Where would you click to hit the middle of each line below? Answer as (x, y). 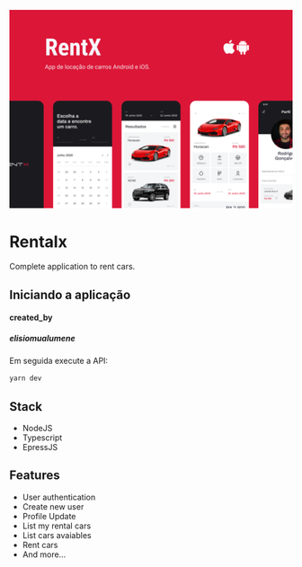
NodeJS (37, 428)
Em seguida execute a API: (59, 361)
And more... (44, 554)
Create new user (53, 506)
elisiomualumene (42, 338)
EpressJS (40, 447)
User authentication (59, 497)
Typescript (42, 438)
